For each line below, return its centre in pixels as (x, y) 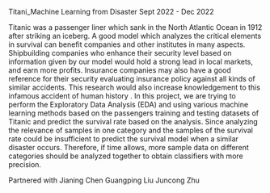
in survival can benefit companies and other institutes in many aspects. (127, 44)
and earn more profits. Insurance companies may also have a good (120, 70)
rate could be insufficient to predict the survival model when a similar (123, 139)
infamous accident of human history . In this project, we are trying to (122, 96)
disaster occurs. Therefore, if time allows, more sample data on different (129, 147)
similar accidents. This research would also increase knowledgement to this (135, 87)
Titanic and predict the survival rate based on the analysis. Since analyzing (133, 122)
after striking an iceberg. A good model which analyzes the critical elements (135, 36)
